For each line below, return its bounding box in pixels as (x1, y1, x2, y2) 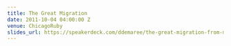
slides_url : (7, 28, 41, 36)
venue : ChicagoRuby (7, 22, 63, 29)
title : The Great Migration (7, 9, 88, 17)
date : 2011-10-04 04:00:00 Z (7, 16, 91, 23)
